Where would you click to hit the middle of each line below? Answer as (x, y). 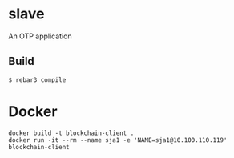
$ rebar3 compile (37, 80)
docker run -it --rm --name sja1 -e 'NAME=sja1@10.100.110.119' (118, 140)
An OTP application (40, 36)
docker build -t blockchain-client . (71, 133)
